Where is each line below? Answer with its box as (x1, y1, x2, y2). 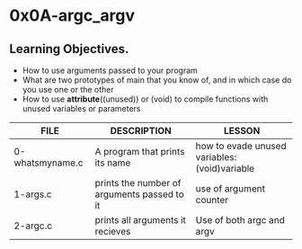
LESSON (223, 125, 261, 137)
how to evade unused (195, 140, 287, 152)
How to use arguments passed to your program (22, 65, 198, 76)
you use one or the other (22, 84, 114, 94)
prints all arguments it (94, 214, 187, 226)
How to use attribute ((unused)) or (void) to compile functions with (22, 93, 269, 104)
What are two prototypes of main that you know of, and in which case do (22, 75, 292, 85)
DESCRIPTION (110, 125, 173, 137)
